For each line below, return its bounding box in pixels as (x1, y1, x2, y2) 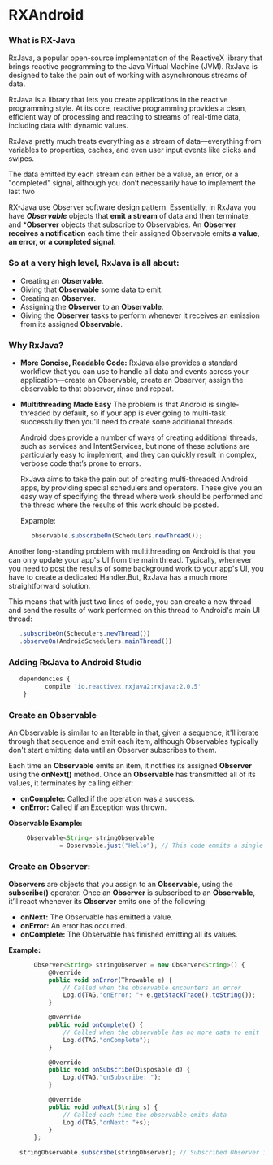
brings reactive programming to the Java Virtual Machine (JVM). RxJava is (8, 62, 258, 72)
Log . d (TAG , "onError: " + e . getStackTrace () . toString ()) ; (63, 991, 256, 999)
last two (8, 187, 35, 197)
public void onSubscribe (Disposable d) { (48, 1066, 191, 1074)
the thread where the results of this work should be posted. (19, 500, 219, 510)
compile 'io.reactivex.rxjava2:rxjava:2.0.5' (44, 682, 201, 690)
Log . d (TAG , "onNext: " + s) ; (63, 1118, 151, 1127)
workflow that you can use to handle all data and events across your (19, 367, 249, 376)
